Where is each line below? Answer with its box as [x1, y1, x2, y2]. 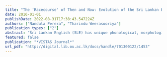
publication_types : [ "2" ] [5, 26, 59, 31]
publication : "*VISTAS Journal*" [5, 40, 75, 45]
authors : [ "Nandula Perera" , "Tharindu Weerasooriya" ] [5, 21, 121, 26]
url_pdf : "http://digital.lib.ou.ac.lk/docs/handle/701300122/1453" [5, 44, 150, 49]
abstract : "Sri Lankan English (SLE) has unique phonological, [5, 30, 139, 35]
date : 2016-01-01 [5, 12, 41, 17]
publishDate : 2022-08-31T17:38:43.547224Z [5, 16, 94, 21]
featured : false [5, 35, 39, 40]
